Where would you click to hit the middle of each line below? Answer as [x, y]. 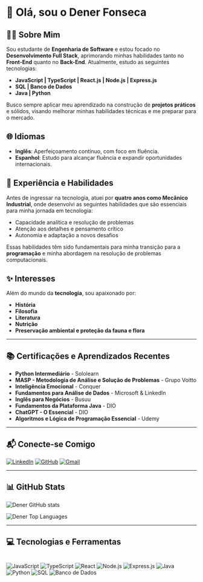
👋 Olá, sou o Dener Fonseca [76, 12]
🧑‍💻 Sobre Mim [33, 35]
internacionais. [34, 164]
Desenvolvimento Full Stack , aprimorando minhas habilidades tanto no [95, 56]
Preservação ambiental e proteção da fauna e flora [80, 331]
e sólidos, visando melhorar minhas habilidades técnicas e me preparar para [101, 111]
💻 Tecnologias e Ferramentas [64, 542]
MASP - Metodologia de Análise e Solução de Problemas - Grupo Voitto [106, 380]
